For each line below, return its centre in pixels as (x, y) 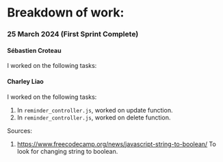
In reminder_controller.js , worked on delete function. (94, 117)
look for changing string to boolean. (67, 151)
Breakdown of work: (66, 13)
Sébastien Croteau (34, 50)
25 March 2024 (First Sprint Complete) (73, 34)
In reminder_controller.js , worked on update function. (95, 110)
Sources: (20, 130)
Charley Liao (26, 81)
